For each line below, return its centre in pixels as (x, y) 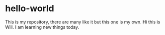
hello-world (30, 9)
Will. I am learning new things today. (42, 27)
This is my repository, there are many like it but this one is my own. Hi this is (83, 22)
